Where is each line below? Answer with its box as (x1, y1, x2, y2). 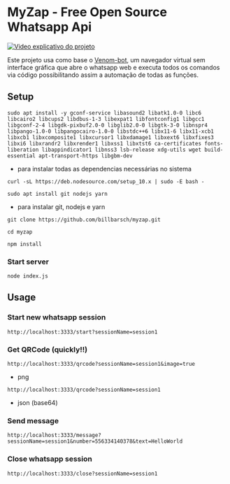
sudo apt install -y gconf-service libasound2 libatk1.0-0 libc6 (7, 109, 201, 116)
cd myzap (7, 228, 33, 235)
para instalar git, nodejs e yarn (17, 202, 106, 211)
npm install (7, 241, 42, 248)
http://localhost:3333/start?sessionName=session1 (7, 328, 158, 336)
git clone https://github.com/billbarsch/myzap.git (7, 216, 161, 223)
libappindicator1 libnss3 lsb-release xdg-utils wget (41, 146, 201, 153)
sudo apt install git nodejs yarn (7, 190, 108, 197)
